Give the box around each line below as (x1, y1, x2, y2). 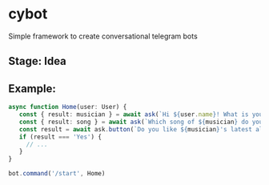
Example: (8, 82, 56, 95)
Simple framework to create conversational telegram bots (8, 31, 198, 41)
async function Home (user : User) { (8, 103, 127, 111)
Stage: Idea (8, 54, 66, 68)
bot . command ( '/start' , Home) (8, 170, 106, 178)
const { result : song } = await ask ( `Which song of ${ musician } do (18, 118, 249, 126)
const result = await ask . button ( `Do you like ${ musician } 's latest (18, 125, 252, 133)
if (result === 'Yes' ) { (18, 133, 102, 141)
